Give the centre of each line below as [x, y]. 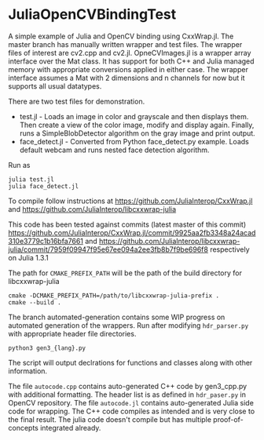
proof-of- [228, 419]
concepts [24, 427]
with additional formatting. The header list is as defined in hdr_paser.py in [127, 395]
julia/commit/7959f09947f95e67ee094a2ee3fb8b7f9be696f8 [108, 249]
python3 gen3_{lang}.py [47, 348]
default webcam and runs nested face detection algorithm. [114, 150]
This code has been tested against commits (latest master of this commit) [127, 224]
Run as [19, 165]
